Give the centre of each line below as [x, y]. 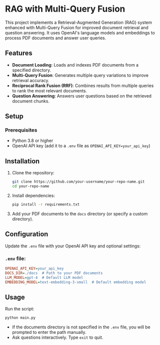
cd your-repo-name [31, 186]
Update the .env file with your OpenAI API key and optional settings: [73, 246]
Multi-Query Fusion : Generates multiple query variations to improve [80, 75]
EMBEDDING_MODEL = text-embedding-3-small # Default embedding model [76, 282]
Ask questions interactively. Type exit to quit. [57, 337]
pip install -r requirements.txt [46, 205]
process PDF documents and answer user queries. [56, 38]
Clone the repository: [33, 173]
